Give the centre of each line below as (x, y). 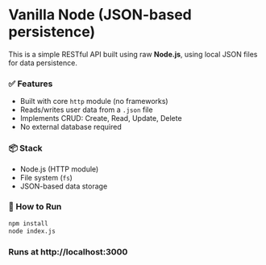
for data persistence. (43, 63)
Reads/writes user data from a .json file (86, 110)
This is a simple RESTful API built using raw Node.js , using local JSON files (133, 54)
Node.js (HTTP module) (59, 169)
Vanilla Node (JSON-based (100, 15)
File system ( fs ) (46, 177)
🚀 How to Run (35, 207)
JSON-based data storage (64, 186)
